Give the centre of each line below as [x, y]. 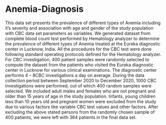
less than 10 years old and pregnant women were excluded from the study [81, 101]
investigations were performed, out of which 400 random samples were [79, 85]
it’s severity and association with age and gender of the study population [79, 28]
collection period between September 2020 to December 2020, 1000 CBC [81, 81]
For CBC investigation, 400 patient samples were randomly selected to [77, 59]
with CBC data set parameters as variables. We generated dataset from [78, 33]
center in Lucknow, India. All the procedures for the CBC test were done [79, 49]
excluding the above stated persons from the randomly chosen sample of [80, 112]
